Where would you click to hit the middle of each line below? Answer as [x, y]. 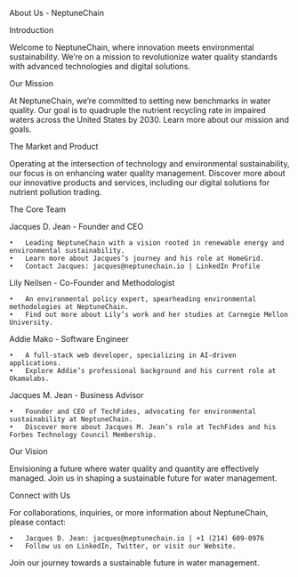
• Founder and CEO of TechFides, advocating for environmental [133, 411]
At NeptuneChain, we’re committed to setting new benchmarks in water [140, 101]
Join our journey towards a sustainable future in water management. [134, 563]
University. [31, 322]
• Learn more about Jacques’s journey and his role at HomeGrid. [137, 258]
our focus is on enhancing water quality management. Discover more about [147, 173]
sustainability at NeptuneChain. [71, 419]
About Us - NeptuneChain [57, 13]
